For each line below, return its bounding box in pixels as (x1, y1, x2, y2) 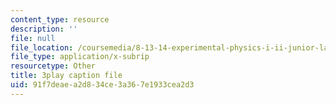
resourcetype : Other (10, 61, 97, 71)
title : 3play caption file (10, 71, 123, 81)
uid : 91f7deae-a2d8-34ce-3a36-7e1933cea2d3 (10, 80, 195, 90)
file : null (10, 33, 56, 43)
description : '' (10, 24, 78, 34)
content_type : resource (10, 14, 110, 25)
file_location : (10, 42, 74, 53)
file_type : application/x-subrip (10, 52, 150, 62)
